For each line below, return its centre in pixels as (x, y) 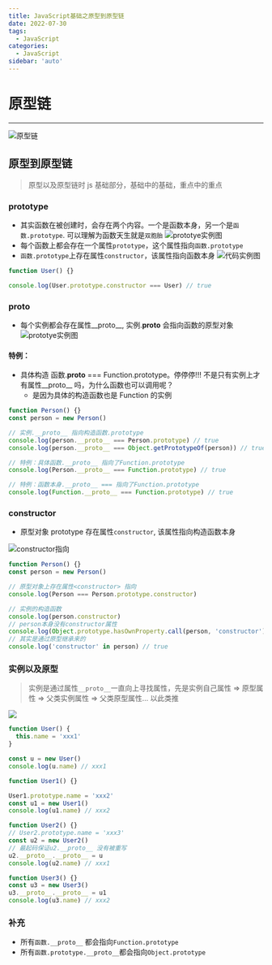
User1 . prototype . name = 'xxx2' (61, 796)
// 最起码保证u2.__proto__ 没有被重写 (68, 848)
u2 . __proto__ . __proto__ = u (56, 855)
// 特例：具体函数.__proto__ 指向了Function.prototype (96, 463)
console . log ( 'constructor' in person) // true (88, 647)
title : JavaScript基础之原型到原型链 (66, 16)
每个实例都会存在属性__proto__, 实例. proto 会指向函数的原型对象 (127, 325)
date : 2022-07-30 (38, 24)
